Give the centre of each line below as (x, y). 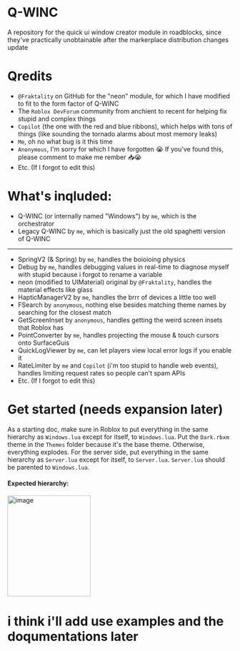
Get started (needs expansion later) (115, 409)
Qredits (30, 76)
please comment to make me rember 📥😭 (80, 157)
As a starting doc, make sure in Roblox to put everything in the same (108, 429)
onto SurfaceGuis (44, 343)
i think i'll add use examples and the (116, 621)
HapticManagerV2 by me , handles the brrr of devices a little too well (117, 297)
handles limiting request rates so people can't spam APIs (101, 373)
